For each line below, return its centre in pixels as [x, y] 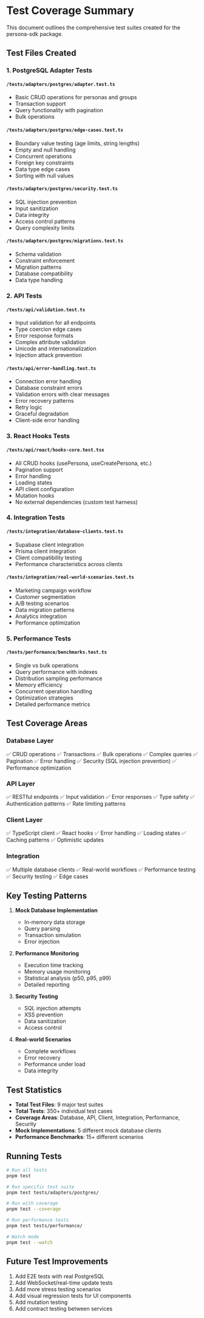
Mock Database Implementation [56, 910]
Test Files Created [41, 53]
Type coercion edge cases [48, 329]
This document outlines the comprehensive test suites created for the [93, 27]
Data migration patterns [45, 609]
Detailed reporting [47, 985]
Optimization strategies [44, 698]
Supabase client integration [49, 544]
